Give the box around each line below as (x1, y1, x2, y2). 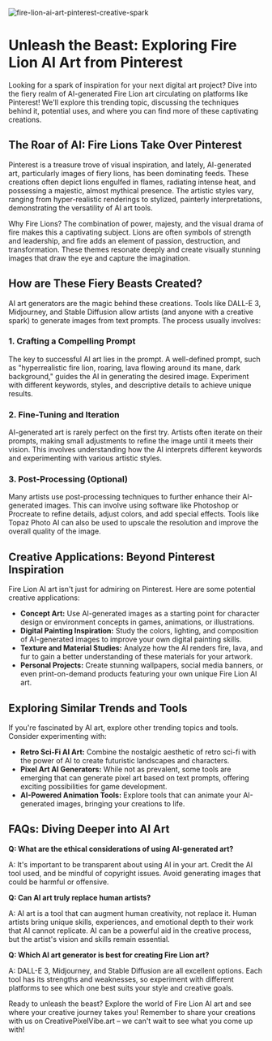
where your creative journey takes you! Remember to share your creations (8, 1007, 257, 1017)
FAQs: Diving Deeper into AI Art (8, 823, 170, 836)
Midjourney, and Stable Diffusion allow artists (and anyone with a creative (8, 307, 253, 317)
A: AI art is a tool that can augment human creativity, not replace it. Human (8, 908, 257, 918)
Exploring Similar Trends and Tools (8, 701, 188, 715)
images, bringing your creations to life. (56, 799, 185, 809)
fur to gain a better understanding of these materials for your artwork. (19, 652, 253, 662)
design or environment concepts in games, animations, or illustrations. (19, 617, 255, 627)
